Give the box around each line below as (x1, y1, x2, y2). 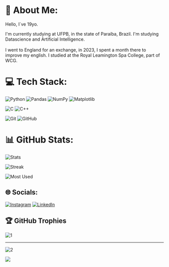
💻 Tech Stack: (5, 76, 67, 87)
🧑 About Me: (5, 5, 58, 16)
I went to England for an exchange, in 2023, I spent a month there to (5, 47, 146, 53)
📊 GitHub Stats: (5, 134, 74, 146)
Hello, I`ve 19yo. (5, 21, 39, 27)
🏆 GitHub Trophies (5, 217, 67, 225)
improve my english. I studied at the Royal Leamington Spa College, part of (5, 52, 160, 58)
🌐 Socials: (5, 188, 38, 197)
